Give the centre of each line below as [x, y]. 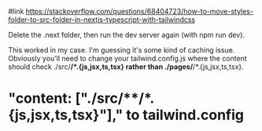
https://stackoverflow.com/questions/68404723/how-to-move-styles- [140, 11]
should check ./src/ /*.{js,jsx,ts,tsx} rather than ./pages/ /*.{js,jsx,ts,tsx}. [126, 67]
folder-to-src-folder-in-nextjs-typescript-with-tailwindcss [101, 20]
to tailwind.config [185, 115]
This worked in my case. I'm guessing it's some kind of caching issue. [122, 50]
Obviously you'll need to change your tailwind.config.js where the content [127, 58]
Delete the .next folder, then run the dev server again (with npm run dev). [127, 35]
